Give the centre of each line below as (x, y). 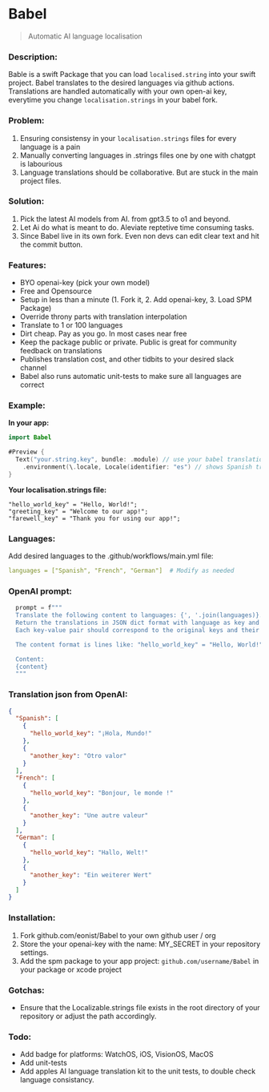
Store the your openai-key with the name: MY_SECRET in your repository (140, 944)
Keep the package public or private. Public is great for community (128, 342)
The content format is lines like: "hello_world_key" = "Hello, (125, 645)
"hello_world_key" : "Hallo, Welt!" (89, 853)
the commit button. (51, 244)
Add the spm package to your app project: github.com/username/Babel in (139, 961)
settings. (34, 952)
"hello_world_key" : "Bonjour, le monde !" (101, 793)
